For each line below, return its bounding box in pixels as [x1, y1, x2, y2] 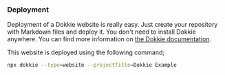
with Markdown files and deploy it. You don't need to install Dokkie [7, 28, 196, 36]
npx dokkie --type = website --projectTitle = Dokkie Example [7, 62, 177, 69]
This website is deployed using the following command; [7, 48, 165, 56]
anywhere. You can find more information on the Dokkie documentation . [7, 35, 212, 43]
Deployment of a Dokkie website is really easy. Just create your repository [7, 21, 218, 29]
